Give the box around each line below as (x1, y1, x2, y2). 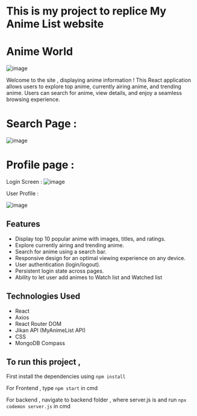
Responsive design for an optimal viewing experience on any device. (14, 254, 186, 261)
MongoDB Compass (14, 339, 65, 346)
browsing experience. (6, 96, 60, 103)
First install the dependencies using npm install (6, 373, 126, 380)
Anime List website (6, 17, 104, 31)
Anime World (6, 45, 73, 59)
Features (6, 219, 40, 229)
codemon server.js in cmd (6, 403, 71, 410)
